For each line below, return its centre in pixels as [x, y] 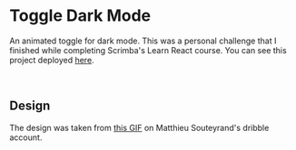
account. [26, 137]
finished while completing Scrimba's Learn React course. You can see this [148, 50]
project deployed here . [52, 60]
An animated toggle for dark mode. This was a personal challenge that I [143, 41]
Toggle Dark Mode [80, 16]
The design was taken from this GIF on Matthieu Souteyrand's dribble [139, 127]
